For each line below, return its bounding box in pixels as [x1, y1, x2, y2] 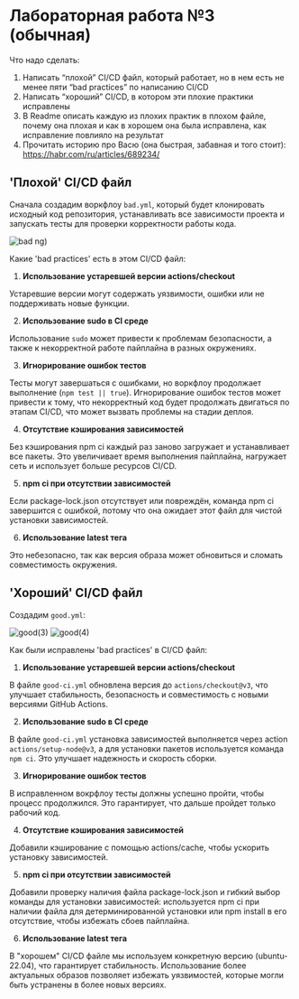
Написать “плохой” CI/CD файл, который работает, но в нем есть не [22, 71, 285, 82]
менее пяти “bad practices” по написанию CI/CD [22, 81, 209, 92]
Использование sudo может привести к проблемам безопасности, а [9, 332, 272, 343]
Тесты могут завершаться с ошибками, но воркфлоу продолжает [9, 377, 262, 388]
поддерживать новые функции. [9, 297, 130, 308]
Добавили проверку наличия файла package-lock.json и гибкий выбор [9, 886, 281, 897]
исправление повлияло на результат [22, 129, 164, 140]
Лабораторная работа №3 [9, 5, 215, 26]
